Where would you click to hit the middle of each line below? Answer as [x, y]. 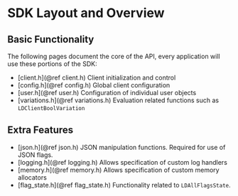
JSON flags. [35, 155]
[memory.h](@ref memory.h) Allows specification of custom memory [118, 170]
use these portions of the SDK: [52, 64]
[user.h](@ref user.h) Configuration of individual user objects [107, 93]
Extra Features [40, 130]
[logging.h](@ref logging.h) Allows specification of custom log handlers [122, 162]
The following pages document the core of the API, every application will [114, 56]
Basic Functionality [51, 39]
